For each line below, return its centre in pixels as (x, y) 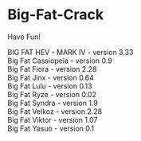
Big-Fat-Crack (56, 15)
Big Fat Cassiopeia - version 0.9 (60, 61)
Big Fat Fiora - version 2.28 (52, 69)
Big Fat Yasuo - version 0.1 (51, 128)
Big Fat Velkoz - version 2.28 (55, 111)
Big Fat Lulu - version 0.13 (50, 86)
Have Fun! (24, 37)
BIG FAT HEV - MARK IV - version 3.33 (70, 52)
